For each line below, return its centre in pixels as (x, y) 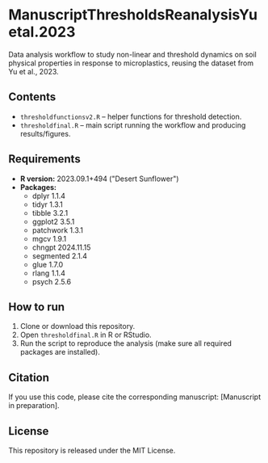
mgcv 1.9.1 (49, 238)
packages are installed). (60, 352)
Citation (29, 377)
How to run (37, 307)
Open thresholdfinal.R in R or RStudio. (86, 335)
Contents (32, 97)
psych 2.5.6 (52, 281)
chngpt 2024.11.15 (61, 247)
